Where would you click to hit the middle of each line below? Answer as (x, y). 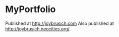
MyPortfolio (31, 9)
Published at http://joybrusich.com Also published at (60, 23)
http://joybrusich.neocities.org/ (37, 28)
